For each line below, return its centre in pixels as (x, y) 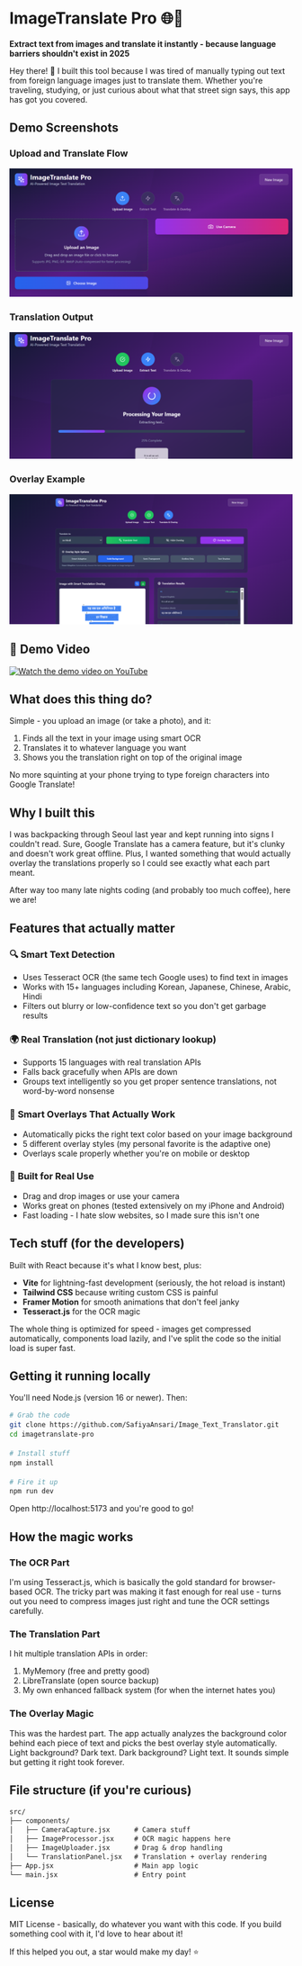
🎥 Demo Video (50, 649)
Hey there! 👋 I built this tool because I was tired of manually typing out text (147, 70)
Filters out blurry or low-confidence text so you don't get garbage (144, 1006)
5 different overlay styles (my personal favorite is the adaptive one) (147, 1143)
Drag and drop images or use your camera (101, 1195)
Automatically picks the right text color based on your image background (157, 1134)
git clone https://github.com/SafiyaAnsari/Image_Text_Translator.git (144, 1425)
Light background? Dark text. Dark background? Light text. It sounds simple (149, 1752)
